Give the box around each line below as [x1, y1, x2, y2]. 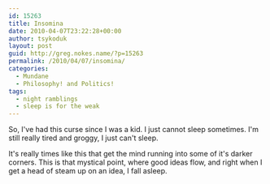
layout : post [8, 42, 53, 50]
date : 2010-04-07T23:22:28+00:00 [8, 27, 122, 35]
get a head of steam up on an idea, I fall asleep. [8, 166, 168, 176]
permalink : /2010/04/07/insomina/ [8, 58, 126, 66]
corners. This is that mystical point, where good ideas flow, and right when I [8, 157, 263, 167]
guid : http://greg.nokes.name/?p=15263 [8, 49, 144, 58]
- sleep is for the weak [15, 102, 100, 110]
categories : [8, 65, 49, 73]
